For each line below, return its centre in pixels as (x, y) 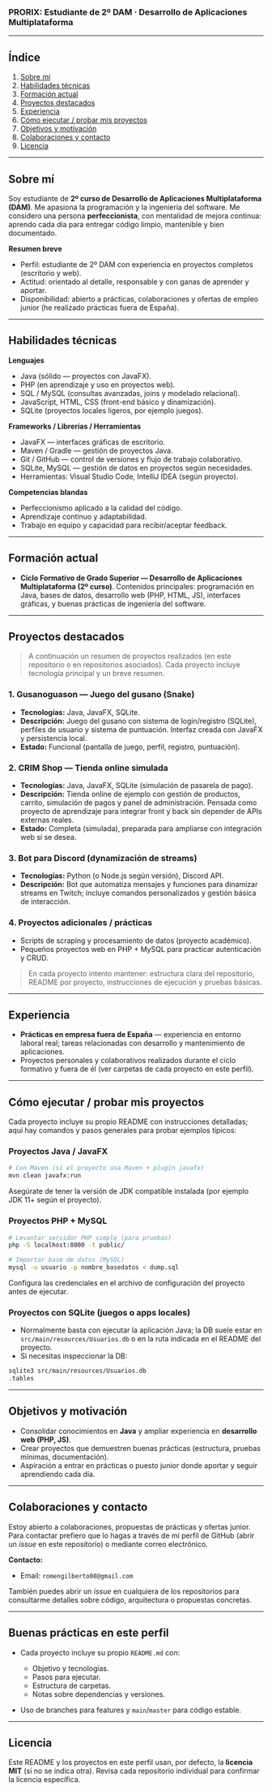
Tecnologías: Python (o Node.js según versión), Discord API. (122, 876)
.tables (21, 1379)
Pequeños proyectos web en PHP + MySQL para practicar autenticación (140, 949)
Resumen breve (35, 248)
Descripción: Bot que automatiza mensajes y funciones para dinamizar (139, 885)
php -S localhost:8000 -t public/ (67, 1245)
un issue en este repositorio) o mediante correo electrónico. (108, 1543)
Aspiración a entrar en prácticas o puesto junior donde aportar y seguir (138, 1465)
